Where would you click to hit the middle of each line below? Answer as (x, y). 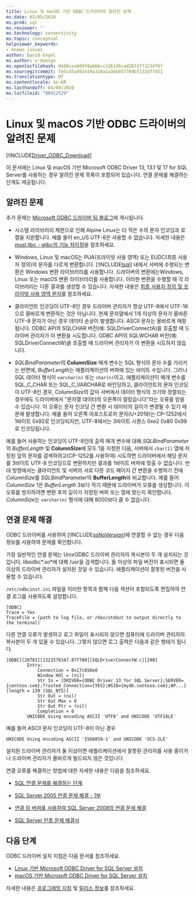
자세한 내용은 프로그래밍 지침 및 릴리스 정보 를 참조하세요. (71, 888)
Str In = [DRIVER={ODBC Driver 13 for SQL (90, 681)
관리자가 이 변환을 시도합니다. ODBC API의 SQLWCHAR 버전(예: (104, 335)
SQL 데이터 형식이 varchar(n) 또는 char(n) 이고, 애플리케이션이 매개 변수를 (100, 377)
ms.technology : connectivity (41, 33)
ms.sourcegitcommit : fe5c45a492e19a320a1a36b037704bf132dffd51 (85, 71)
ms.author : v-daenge (31, 60)
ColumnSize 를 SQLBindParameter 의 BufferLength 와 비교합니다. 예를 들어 (92, 478)
